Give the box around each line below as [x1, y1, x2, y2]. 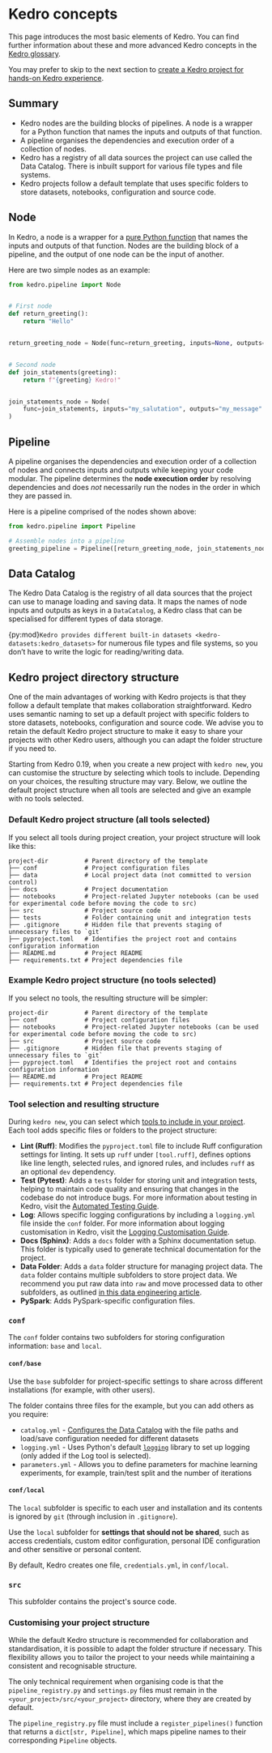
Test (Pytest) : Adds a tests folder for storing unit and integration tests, [19, 1175, 257, 1185]
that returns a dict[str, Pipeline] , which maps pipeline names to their [8, 1727, 247, 1737]
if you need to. [8, 744, 57, 753]
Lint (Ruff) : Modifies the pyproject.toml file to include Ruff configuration [19, 1141, 263, 1151]
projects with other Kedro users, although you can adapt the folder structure [8, 735, 263, 745]
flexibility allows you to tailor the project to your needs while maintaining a [8, 1653, 255, 1662]
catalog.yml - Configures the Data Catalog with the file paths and [19, 1425, 239, 1435]
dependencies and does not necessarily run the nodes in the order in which [8, 483, 261, 492]
